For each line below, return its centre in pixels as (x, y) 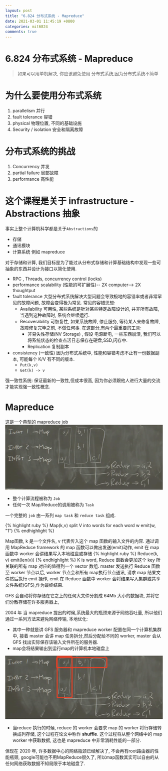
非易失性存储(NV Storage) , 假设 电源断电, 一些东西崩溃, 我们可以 (94, 334)
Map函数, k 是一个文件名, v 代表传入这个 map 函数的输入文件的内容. (75, 541)
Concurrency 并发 (31, 166)
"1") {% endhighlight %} (30, 531)
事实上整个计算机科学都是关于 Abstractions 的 (51, 228)
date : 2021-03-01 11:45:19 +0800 (40, 21)
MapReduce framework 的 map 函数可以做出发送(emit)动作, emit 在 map (85, 548)
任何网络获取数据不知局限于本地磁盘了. (45, 763)
